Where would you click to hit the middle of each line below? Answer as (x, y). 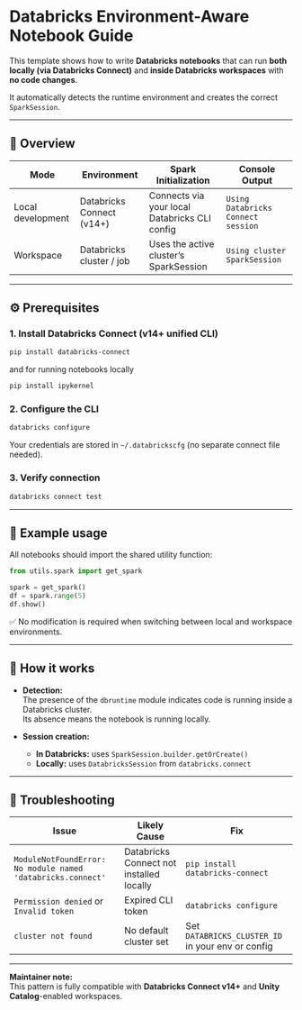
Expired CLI (149, 900)
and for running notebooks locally (72, 369)
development (42, 218)
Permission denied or (59, 901)
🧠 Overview (42, 144)
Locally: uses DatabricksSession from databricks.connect (143, 763)
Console (257, 168)
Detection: (42, 690)
